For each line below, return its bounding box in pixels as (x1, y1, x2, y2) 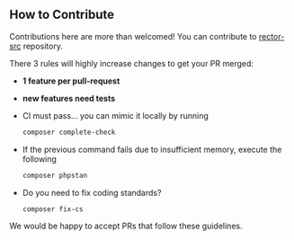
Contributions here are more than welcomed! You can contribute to (9, 31, 258, 41)
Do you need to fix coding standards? (22, 187, 162, 198)
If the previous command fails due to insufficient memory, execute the (22, 144, 282, 155)
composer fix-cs (22, 204, 84, 214)
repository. (22, 40, 63, 51)
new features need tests (22, 93, 116, 103)
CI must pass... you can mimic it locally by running (22, 110, 209, 120)
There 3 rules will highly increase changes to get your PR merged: (9, 58, 254, 68)
